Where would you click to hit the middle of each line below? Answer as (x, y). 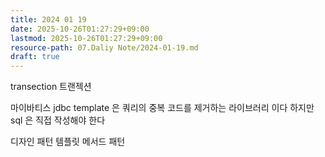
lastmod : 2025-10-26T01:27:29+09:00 (86, 38)
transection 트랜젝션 (51, 87)
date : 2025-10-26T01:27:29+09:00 (80, 29)
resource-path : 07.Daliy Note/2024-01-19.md (104, 47)
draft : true (35, 57)
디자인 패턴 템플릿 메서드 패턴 (68, 142)
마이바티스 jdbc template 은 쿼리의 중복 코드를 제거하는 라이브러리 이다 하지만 (162, 108)
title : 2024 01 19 (48, 19)
